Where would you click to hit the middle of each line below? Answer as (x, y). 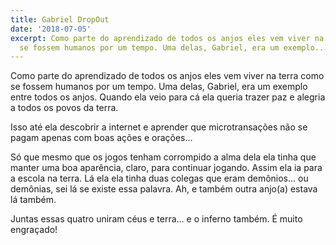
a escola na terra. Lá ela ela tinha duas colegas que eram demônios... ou (159, 178)
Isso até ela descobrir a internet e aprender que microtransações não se (159, 127)
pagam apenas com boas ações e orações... (101, 138)
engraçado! (34, 230)
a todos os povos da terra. (64, 108)
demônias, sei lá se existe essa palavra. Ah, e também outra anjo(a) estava (164, 189)
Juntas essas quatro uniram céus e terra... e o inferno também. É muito (156, 219)
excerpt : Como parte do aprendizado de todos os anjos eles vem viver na (167, 38)
